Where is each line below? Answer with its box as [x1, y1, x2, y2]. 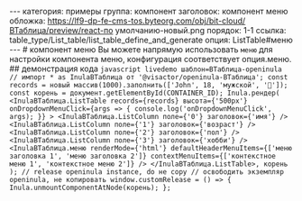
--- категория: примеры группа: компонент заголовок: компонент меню [9, 6, 288, 16]
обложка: [9, 15, 46, 26]
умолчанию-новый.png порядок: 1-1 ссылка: [114, 25, 287, 35]
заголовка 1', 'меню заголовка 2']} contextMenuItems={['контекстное [9, 151, 277, 160]
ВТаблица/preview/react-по [9, 25, 114, 35]
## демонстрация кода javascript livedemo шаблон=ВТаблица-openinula [9, 63, 282, 74]
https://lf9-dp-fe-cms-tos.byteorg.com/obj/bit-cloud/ [47, 15, 246, 26]
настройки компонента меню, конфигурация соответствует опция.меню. [9, 54, 292, 64]
